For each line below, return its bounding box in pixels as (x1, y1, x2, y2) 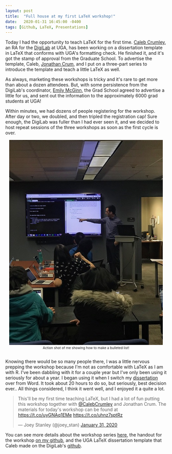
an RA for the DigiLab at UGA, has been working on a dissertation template (5, 45, 163, 51)
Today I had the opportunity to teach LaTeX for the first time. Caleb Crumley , (5, 39, 166, 46)
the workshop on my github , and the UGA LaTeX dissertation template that (5, 437, 162, 443)
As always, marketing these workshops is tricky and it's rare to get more (5, 76, 158, 82)
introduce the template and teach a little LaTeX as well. (5, 67, 120, 73)
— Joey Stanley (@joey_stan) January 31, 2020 (17, 422, 118, 428)
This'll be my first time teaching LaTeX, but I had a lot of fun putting (17, 396, 160, 402)
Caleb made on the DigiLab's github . (5, 443, 82, 449)
